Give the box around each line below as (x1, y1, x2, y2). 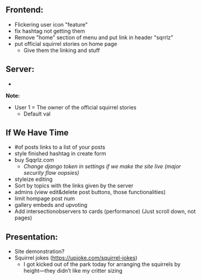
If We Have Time (5, 128, 69, 138)
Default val (23, 110, 51, 117)
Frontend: (5, 5, 44, 15)
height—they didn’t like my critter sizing (23, 267, 123, 275)
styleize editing (14, 175, 53, 183)
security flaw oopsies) (23, 169, 80, 177)
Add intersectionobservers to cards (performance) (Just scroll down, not (14, 208, 196, 215)
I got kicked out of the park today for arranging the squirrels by (23, 261, 181, 268)
